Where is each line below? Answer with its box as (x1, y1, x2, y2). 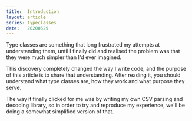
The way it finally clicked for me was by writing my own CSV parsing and (6, 96, 183, 103)
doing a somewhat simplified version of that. (6, 108, 114, 115)
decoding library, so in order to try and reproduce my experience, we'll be (6, 102, 186, 109)
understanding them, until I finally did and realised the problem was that (6, 48, 181, 55)
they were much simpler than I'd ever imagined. (6, 54, 122, 61)
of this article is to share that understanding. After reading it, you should (6, 71, 181, 79)
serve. (6, 84, 22, 91)
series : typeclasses (6, 19, 57, 25)
